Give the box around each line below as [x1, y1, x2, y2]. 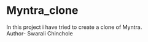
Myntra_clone [6, 4, 79, 17]
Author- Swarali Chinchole [6, 29, 73, 37]
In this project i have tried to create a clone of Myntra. [6, 23, 142, 31]
